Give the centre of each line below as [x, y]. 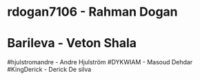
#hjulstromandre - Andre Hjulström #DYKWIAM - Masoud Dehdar [100, 62]
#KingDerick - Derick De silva [49, 70]
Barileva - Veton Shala [72, 43]
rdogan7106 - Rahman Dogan [92, 12]
